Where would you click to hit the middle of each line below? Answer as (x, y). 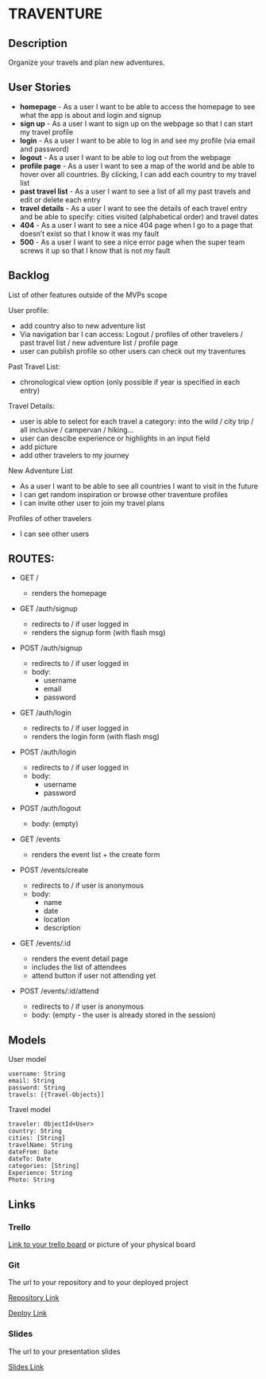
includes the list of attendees (79, 967)
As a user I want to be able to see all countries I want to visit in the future (139, 486)
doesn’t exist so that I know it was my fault (89, 233)
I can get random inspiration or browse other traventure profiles (124, 494)
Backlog (29, 276)
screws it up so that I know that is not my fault (95, 250)
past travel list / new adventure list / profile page (99, 343)
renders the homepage (69, 594)
